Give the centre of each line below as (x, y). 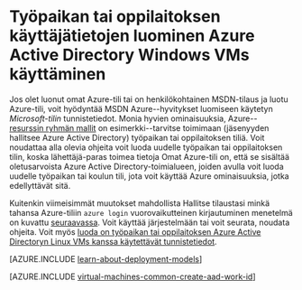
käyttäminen (58, 75)
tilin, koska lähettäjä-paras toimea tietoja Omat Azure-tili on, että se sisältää (150, 156)
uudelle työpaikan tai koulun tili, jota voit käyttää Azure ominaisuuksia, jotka (150, 176)
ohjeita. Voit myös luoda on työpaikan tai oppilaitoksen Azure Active (135, 231)
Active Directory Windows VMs (129, 55)
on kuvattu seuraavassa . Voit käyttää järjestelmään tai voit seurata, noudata (150, 222)
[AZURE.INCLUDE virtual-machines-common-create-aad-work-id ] (133, 276)
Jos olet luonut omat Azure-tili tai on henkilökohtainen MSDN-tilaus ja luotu (149, 99)
